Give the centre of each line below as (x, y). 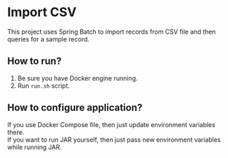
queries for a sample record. (49, 39)
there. (16, 132)
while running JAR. (34, 147)
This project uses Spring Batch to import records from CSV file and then (112, 32)
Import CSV (42, 12)
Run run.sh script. (44, 86)
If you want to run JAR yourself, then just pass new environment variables (114, 139)
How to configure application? (75, 108)
